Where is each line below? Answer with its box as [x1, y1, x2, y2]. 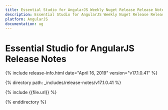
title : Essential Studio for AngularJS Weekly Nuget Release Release [5, 7, 153, 12]
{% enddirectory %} [5, 99, 46, 105]
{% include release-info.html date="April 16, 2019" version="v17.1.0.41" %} [5, 70, 158, 76]
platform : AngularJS [5, 16, 48, 21]
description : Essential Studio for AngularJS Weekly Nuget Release [5, 12, 149, 17]
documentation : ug [5, 21, 43, 26]
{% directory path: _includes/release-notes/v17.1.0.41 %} [5, 79, 121, 85]
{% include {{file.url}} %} [5, 89, 57, 95]
